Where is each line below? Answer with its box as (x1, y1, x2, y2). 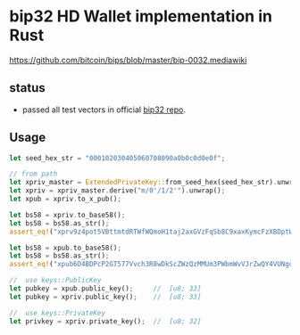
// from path (9, 169, 58, 179)
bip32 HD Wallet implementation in (9, 6, 272, 27)
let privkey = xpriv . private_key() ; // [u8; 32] (9, 316, 202, 326)
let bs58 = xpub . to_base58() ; (9, 243, 122, 252)
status (9, 80, 46, 95)
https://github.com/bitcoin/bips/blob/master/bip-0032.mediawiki (9, 54, 247, 65)
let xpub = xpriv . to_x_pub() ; (9, 194, 122, 204)
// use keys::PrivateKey (9, 308, 105, 317)
